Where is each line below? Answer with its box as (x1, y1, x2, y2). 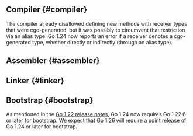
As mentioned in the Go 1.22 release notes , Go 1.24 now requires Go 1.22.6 (6, 111, 186, 118)
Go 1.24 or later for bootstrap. (6, 123, 78, 130)
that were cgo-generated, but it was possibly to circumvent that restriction (6, 26, 185, 33)
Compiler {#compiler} (6, 5, 88, 15)
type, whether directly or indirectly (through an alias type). (32, 39, 173, 46)
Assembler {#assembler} (6, 55, 101, 66)
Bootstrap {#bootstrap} (6, 95, 94, 105)
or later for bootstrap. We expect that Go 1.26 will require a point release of (6, 117, 187, 124)
